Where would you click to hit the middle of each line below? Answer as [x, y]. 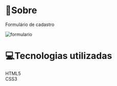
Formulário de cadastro [30, 24]
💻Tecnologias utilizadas [59, 56]
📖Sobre [21, 10]
